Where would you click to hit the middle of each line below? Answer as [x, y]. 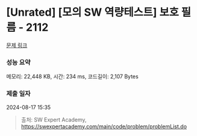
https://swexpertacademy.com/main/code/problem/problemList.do [104, 126]
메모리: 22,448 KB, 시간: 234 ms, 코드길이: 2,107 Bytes [72, 76]
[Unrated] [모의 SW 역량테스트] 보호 [92, 12]
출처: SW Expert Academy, [54, 119]
